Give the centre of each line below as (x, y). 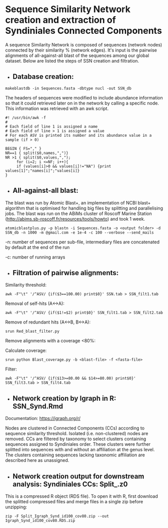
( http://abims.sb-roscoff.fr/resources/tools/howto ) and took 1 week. (75, 219)
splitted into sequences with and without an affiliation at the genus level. (80, 450)
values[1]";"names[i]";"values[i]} (43, 171)
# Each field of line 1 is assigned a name (52, 126)
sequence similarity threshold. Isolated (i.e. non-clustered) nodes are (77, 434)
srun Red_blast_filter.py (32, 332)
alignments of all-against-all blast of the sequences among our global (77, 55)
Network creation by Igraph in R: (64, 398)
